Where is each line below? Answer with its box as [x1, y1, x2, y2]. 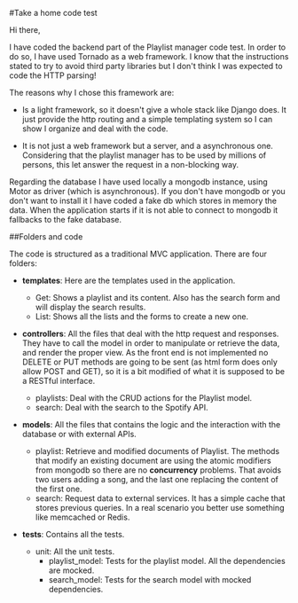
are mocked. [48, 565, 95, 576]
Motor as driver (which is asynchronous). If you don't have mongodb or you [9, 186, 286, 196]
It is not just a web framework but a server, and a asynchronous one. [21, 141, 273, 151]
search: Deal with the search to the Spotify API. [35, 403, 208, 412]
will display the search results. [35, 301, 146, 312]
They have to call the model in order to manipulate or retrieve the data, [21, 338, 280, 348]
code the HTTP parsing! [9, 70, 97, 81]
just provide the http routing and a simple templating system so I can [21, 114, 273, 124]
